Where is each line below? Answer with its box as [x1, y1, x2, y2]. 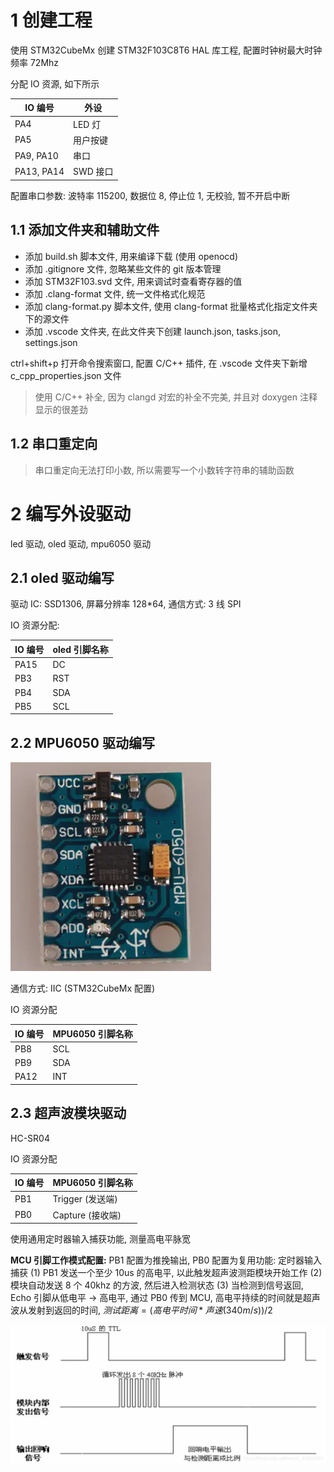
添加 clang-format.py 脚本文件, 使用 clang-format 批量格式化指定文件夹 [24, 300, 318, 312]
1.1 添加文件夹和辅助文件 [10, 222, 160, 239]
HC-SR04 [10, 1132, 50, 1144]
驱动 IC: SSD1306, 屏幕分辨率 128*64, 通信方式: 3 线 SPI [10, 598, 242, 610]
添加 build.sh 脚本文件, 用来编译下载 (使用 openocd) [24, 250, 239, 262]
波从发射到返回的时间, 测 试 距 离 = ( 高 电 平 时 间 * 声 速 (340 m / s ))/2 [10, 1304, 273, 1316]
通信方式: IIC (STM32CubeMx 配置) [10, 982, 156, 995]
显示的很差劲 [34, 403, 88, 415]
